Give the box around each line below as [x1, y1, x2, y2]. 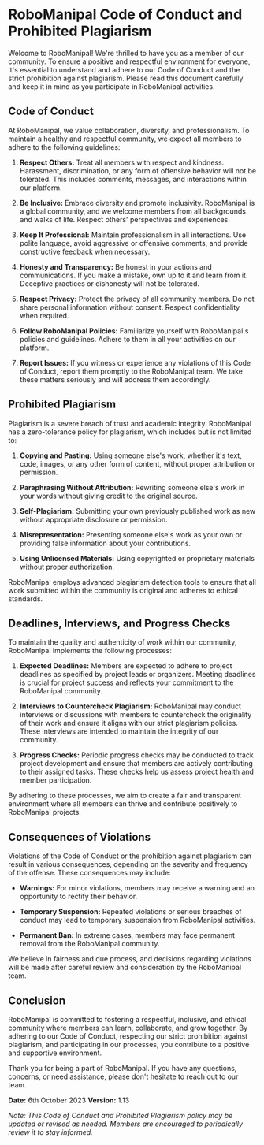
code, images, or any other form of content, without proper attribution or [19, 459, 255, 468]
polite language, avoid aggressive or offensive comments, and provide [19, 238, 248, 247]
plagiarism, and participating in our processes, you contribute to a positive [8, 1040, 250, 1049]
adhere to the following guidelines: [8, 142, 121, 151]
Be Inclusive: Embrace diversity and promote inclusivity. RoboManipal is [19, 198, 255, 207]
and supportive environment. [8, 1048, 102, 1058]
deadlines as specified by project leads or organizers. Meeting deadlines [19, 670, 256, 679]
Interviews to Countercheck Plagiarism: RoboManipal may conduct [19, 701, 242, 711]
